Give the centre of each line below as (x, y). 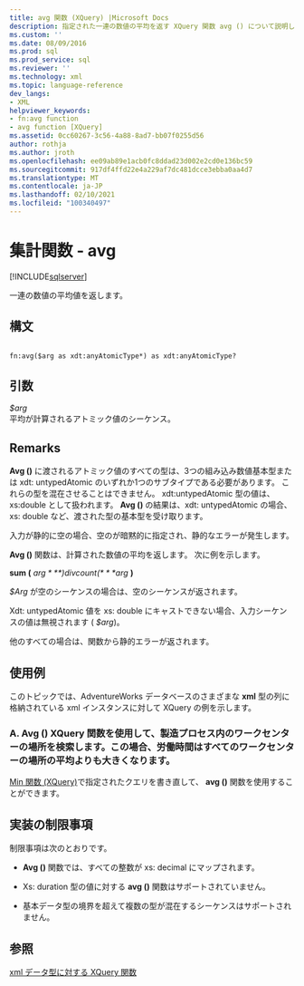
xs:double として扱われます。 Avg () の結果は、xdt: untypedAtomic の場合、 (151, 505)
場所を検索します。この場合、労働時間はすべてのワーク (147, 747)
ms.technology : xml (46, 77)
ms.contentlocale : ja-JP (56, 187)
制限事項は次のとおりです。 (61, 848)
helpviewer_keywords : (50, 111)
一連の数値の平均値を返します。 (69, 295)
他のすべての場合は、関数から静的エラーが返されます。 (112, 642)
